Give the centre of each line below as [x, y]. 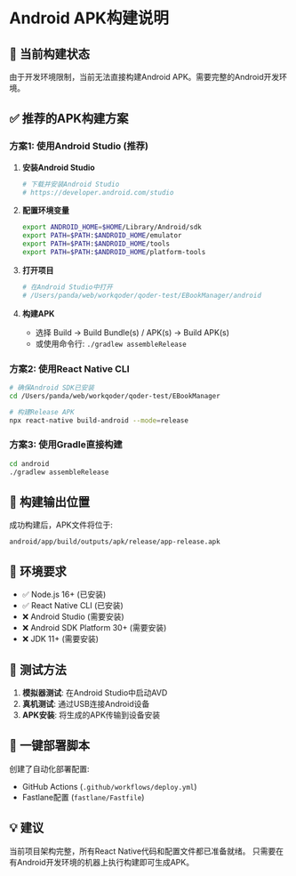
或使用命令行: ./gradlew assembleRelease [111, 343]
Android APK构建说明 [89, 18]
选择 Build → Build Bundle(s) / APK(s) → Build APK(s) [132, 332]
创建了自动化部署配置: [50, 768]
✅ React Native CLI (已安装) [73, 606]
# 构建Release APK [42, 412]
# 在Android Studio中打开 [67, 287]
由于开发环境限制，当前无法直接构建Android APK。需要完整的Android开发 [144, 77]
